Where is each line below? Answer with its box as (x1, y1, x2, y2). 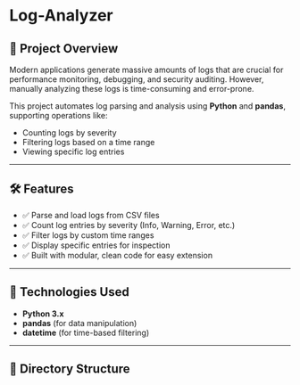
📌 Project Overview (9, 41, 119, 56)
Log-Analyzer (9, 5, 113, 26)
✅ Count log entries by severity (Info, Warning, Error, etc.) (21, 219, 236, 230)
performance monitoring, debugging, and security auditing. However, (9, 74, 264, 85)
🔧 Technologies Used (9, 284, 129, 299)
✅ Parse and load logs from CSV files (21, 209, 160, 220)
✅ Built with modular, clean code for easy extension (21, 250, 212, 260)
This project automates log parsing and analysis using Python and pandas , (9, 101, 286, 111)
